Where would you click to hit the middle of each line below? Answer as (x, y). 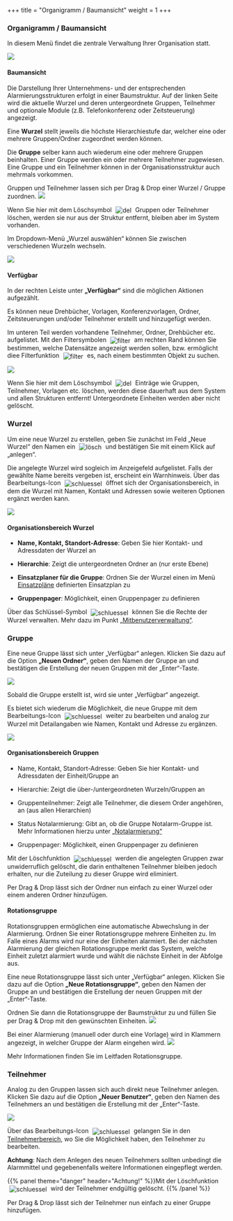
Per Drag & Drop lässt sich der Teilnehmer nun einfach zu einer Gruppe (109, 1202)
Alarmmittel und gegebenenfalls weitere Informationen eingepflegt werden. (115, 1167)
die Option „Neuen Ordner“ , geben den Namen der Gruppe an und (103, 661)
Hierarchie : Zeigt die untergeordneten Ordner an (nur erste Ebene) (113, 564)
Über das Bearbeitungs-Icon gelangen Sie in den (99, 1131)
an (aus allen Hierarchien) (54, 810)
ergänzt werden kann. (39, 499)
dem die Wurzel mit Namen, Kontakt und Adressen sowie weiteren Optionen (116, 491)
